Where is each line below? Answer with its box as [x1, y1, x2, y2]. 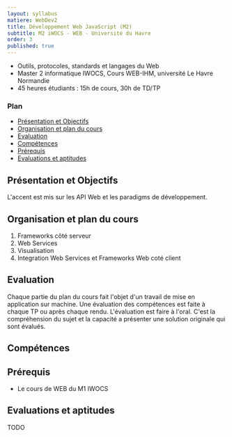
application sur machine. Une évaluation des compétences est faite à [7, 300, 206, 308]
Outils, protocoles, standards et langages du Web [17, 62, 160, 70]
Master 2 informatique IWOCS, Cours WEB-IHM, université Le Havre [17, 69, 214, 77]
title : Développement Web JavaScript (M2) [7, 23, 132, 30]
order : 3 [7, 36, 33, 43]
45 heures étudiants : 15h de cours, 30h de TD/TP [17, 84, 161, 92]
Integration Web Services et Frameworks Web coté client [17, 254, 181, 262]
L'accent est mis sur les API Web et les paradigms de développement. [7, 193, 208, 201]
